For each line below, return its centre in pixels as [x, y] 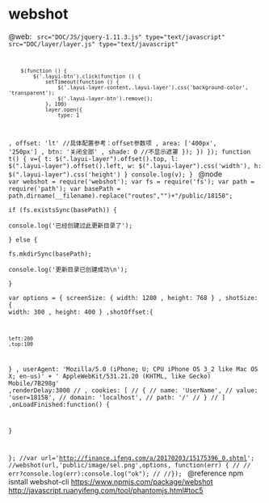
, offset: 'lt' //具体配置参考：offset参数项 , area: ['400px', [113, 143]
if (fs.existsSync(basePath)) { [63, 210]
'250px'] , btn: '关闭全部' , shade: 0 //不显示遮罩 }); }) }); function [130, 152]
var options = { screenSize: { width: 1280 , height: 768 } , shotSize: [133, 298]
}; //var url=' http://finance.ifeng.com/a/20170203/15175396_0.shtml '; [131, 459]
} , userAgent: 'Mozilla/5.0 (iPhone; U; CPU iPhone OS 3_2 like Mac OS [133, 370]
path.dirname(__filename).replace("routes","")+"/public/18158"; [120, 196]
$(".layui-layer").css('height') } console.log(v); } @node [116, 174]
